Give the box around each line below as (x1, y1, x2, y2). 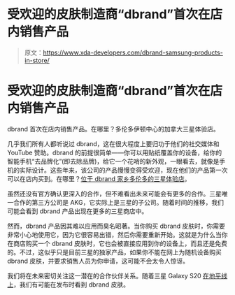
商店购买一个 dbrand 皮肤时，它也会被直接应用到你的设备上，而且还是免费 (13, 239, 227, 247)
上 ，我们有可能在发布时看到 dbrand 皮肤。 (7, 280, 129, 289)
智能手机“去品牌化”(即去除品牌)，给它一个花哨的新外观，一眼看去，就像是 (7, 157, 220, 165)
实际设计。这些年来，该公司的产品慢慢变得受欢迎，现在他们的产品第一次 (19, 166, 228, 174)
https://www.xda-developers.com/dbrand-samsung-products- (43, 48, 224, 57)
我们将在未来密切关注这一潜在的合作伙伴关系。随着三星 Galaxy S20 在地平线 (7, 271, 228, 280)
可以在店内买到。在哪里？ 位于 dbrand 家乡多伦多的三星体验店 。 (7, 174, 191, 182)
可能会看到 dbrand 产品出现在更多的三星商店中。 (7, 207, 148, 215)
